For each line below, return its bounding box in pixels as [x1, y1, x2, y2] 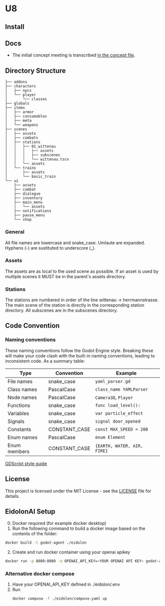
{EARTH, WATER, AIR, [95, 443, 143, 449]
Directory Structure [5, 66, 66, 75]
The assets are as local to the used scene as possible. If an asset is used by [5, 268, 159, 274]
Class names [7, 386, 37, 393]
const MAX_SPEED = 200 [95, 426, 148, 432]
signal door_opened [95, 418, 141, 424]
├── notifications [14, 208, 52, 214]
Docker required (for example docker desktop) [12, 520, 107, 526]
